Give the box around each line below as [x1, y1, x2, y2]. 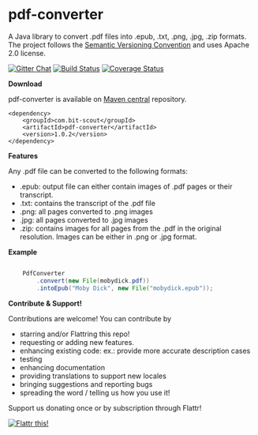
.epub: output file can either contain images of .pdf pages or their [19, 182, 233, 191]
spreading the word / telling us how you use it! [19, 388, 170, 397]
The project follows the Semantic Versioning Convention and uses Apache [8, 39, 250, 49]
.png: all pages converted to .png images [19, 207, 154, 216]
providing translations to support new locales [19, 371, 167, 381]
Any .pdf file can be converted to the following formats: [8, 166, 188, 175]
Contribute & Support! [8, 298, 83, 308]
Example [8, 247, 38, 257]
